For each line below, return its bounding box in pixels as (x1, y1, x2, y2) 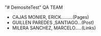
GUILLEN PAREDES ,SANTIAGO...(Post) (12, 20, 94, 25)
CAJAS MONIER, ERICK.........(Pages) (12, 14, 89, 20)
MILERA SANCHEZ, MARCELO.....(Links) (12, 25, 96, 31)
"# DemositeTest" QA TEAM (5, 5, 63, 10)
